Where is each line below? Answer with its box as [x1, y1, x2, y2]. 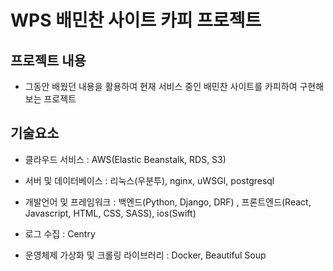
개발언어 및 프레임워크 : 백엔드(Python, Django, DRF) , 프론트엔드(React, [24, 196, 312, 208]
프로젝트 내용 [10, 52, 87, 69]
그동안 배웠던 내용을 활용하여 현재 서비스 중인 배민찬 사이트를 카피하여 [24, 81, 298, 92]
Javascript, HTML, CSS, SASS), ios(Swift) [24, 207, 197, 219]
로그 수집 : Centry [24, 227, 96, 240]
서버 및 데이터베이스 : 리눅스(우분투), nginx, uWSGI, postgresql [24, 174, 275, 186]
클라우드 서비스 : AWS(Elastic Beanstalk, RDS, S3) [24, 153, 227, 165]
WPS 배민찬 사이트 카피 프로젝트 [10, 9, 262, 32]
